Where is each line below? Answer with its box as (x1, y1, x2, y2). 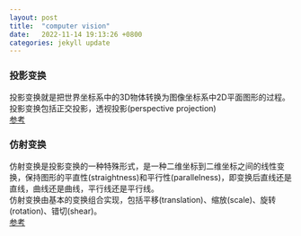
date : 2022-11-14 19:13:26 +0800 (9, 30, 143, 39)
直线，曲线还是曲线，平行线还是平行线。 (9, 183, 159, 194)
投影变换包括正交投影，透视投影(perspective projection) (9, 102, 217, 113)
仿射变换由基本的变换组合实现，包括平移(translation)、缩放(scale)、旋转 (9, 194, 277, 205)
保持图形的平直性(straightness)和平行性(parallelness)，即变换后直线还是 (24, 171, 292, 182)
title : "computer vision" (9, 22, 111, 31)
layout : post (9, 13, 58, 22)
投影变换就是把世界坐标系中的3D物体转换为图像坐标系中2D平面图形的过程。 (9, 92, 290, 102)
